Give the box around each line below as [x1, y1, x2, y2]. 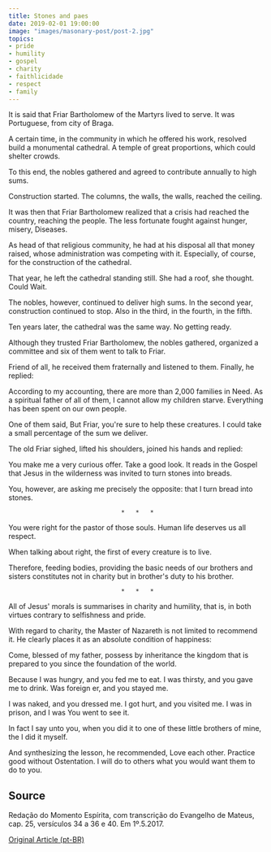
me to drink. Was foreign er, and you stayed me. [8, 684, 169, 693]
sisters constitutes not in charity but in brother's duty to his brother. [8, 572, 234, 581]
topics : [8, 34, 35, 43]
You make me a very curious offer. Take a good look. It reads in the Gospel [8, 460, 258, 470]
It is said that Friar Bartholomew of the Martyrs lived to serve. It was [8, 110, 235, 120]
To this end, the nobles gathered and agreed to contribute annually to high [8, 167, 257, 177]
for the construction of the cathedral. [8, 258, 132, 267]
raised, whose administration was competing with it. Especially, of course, [8, 249, 256, 259]
